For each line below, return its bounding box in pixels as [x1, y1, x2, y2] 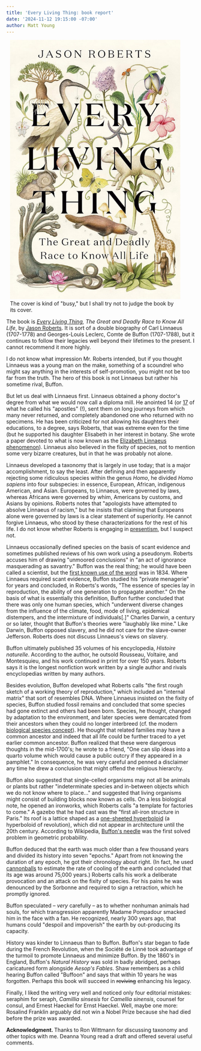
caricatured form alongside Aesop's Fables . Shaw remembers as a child [6, 965, 184, 972]
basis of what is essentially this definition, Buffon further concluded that [6, 595, 184, 602]
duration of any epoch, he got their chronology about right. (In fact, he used [6, 859, 194, 866]
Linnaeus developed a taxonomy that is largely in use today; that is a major [6, 462, 191, 469]
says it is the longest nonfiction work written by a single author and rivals [6, 664, 187, 671]
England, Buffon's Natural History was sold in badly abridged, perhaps [6, 958, 181, 966]
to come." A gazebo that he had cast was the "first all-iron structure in [6, 809, 179, 816]
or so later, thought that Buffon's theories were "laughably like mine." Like [6, 620, 188, 628]
